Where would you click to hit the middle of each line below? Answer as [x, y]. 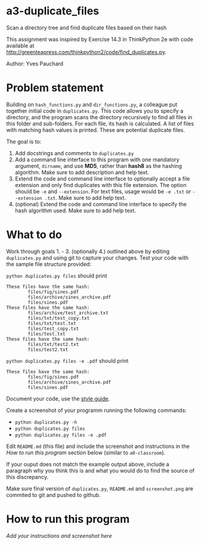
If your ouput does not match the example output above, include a [88, 464]
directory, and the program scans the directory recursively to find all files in [99, 117]
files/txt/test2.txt [53, 344]
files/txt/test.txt [52, 323]
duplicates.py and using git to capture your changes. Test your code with [97, 258]
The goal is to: [24, 141]
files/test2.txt [48, 350]
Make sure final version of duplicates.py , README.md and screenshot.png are [100, 488]
